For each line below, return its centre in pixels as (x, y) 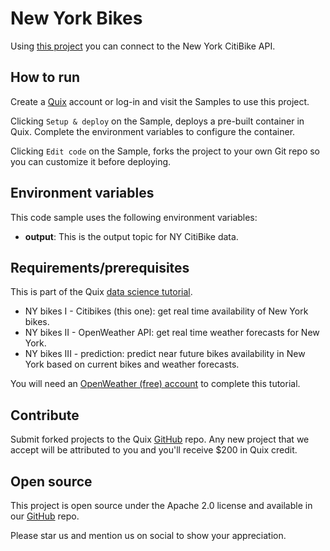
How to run (45, 77)
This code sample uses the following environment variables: (134, 217)
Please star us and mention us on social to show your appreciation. (148, 535)
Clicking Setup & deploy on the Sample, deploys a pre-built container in (157, 121)
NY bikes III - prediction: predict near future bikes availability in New (165, 354)
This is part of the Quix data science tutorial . (101, 292)
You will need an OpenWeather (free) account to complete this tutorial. (155, 384)
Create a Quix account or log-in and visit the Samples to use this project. (160, 101)
